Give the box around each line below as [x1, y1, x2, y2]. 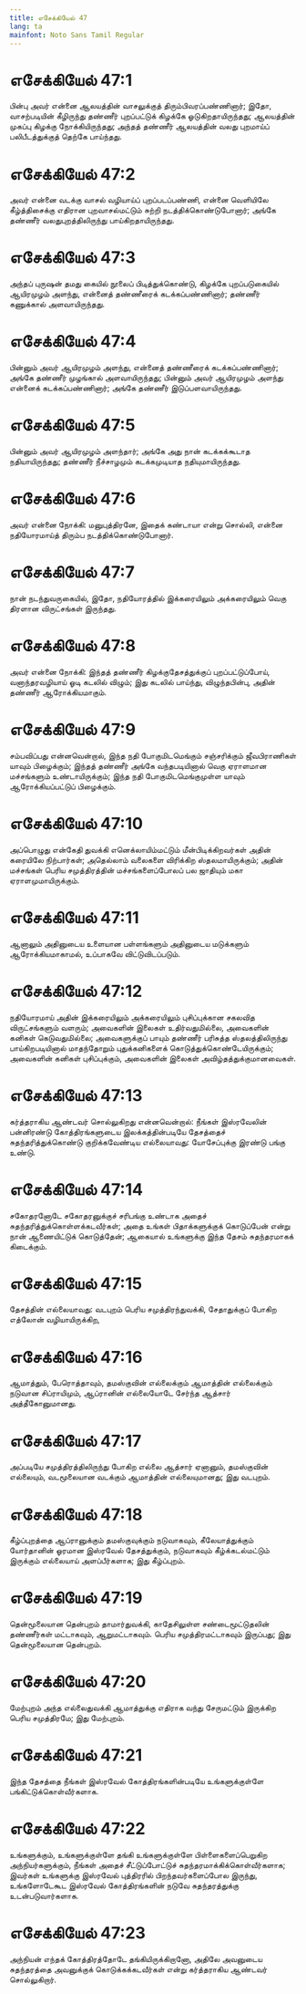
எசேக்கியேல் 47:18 [9, 1504, 143, 1524]
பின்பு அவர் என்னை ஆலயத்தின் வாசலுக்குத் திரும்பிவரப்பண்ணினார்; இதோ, [9, 100, 271, 111]
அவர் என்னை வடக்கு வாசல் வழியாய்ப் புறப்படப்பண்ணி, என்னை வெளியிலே [9, 194, 269, 205]
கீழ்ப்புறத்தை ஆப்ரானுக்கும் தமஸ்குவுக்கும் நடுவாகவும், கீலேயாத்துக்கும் [9, 1534, 254, 1546]
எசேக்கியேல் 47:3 [9, 247, 137, 268]
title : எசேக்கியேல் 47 [9, 13, 88, 23]
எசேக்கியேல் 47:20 [9, 1671, 147, 1692]
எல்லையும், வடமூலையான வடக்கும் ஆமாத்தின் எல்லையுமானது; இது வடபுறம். [9, 1471, 270, 1482]
